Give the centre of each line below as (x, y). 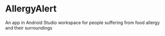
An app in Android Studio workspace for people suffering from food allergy (82, 22)
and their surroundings (29, 27)
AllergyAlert (31, 9)
